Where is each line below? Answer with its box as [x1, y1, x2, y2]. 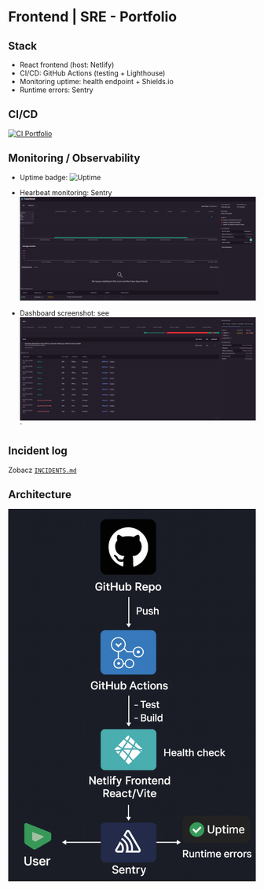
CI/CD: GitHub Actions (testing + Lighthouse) [19, 68, 166, 78]
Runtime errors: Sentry [19, 85, 93, 94]
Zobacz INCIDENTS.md [8, 465, 77, 475]
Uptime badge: [19, 172, 68, 182]
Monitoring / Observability [8, 152, 141, 165]
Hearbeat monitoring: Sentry [19, 187, 112, 197]
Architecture [8, 488, 72, 501]
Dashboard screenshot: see [19, 308, 110, 318]
